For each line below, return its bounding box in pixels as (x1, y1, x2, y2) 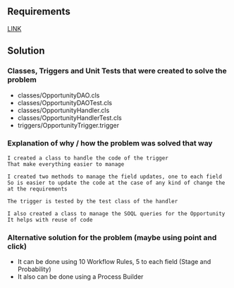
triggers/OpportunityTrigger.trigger (17, 121, 120, 129)
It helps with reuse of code (7, 216, 93, 223)
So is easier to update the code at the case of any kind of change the (7, 179, 226, 186)
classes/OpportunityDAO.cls (17, 91, 100, 100)
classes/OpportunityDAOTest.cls (17, 98, 113, 107)
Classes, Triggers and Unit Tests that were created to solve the (7, 66, 227, 76)
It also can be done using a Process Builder (17, 272, 144, 281)
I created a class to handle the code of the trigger (7, 155, 169, 162)
